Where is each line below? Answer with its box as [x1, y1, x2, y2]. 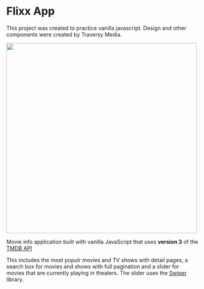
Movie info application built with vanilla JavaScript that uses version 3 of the [6, 238, 199, 245]
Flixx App [6, 4, 55, 18]
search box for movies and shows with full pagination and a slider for [6, 263, 180, 270]
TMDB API [6, 245, 32, 252]
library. [6, 276, 24, 283]
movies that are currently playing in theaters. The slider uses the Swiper [6, 269, 187, 276]
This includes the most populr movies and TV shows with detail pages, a [6, 256, 188, 263]
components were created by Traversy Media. [6, 30, 122, 38]
